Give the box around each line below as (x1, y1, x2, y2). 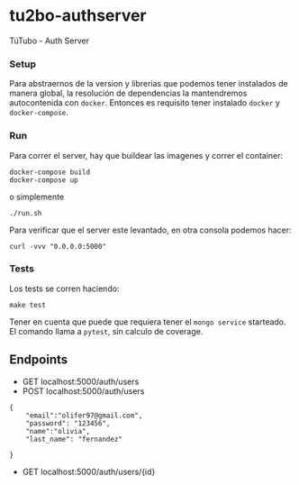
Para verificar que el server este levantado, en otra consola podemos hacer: (9, 224, 292, 235)
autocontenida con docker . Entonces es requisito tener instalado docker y (9, 97, 281, 108)
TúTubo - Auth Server (9, 35, 90, 46)
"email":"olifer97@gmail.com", (25, 411, 143, 420)
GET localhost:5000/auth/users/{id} (22, 466, 156, 477)
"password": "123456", (25, 418, 111, 428)
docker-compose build (9, 168, 91, 177)
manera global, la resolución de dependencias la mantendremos (9, 87, 248, 99)
